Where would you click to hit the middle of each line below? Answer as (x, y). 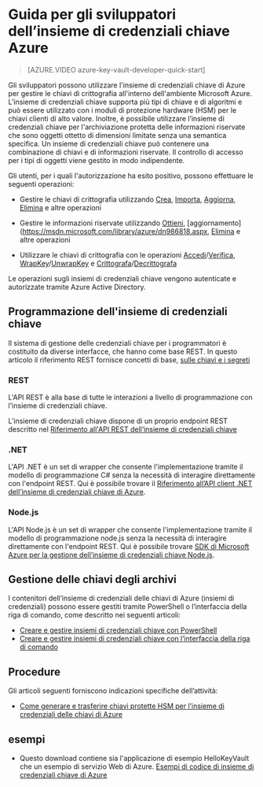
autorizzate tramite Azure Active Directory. (77, 287)
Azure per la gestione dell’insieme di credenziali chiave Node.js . (111, 555)
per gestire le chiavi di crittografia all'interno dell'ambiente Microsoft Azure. (130, 93)
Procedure (35, 672)
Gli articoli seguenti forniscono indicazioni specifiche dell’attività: (113, 691)
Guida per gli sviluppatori (92, 15)
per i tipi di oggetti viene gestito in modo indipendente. (97, 160)
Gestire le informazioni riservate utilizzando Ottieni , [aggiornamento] (130, 223)
